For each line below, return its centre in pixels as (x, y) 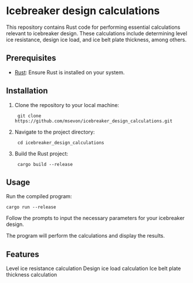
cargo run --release (31, 207)
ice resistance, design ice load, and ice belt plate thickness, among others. (96, 39)
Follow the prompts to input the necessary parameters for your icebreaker (95, 218)
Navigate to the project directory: (55, 132)
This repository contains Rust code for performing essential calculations (93, 27)
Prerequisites (31, 58)
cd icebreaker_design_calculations (61, 142)
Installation (27, 91)
